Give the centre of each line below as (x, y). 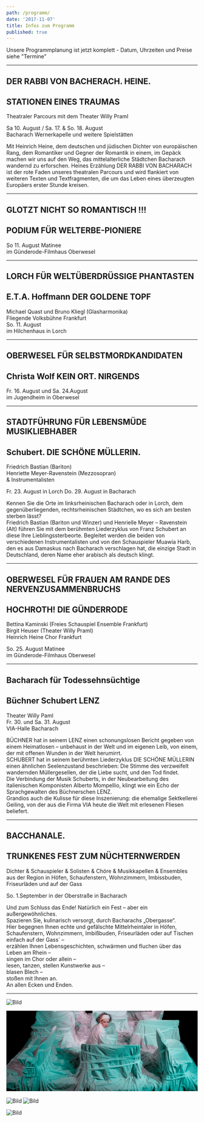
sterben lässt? (24, 516)
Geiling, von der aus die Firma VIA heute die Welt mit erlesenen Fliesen (95, 805)
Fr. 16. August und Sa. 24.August (47, 391)
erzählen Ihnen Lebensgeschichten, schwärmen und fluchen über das (94, 946)
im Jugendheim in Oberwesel (43, 397)
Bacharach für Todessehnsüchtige (73, 680)
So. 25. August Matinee (36, 649)
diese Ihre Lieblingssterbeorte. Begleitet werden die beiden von (86, 536)
